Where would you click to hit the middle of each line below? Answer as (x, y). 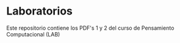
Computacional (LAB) (33, 34)
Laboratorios (40, 11)
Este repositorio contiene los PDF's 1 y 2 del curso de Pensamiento (90, 28)
